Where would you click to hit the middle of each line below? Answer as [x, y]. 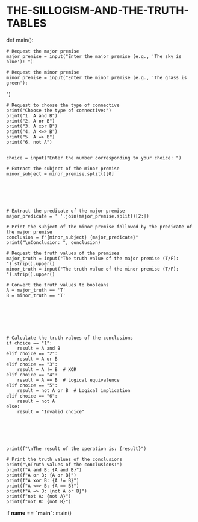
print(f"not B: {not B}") [39, 501]
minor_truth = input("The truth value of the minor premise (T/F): [93, 269]
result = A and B [39, 348]
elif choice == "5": [32, 385]
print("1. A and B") [32, 115]
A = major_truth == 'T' [36, 290]
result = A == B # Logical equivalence [68, 380]
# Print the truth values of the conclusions [64, 459]
